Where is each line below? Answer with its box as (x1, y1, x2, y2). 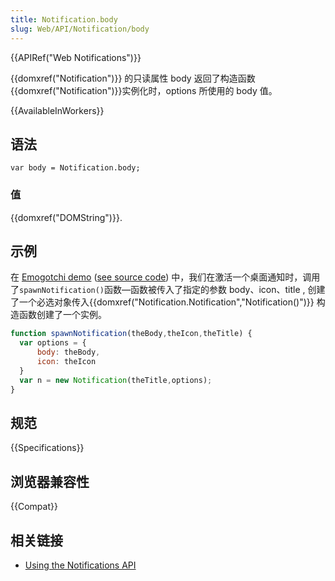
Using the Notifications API (24, 559, 137, 571)
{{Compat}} (10, 501, 58, 513)
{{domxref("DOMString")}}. (10, 211, 123, 223)
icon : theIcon (36, 357, 97, 367)
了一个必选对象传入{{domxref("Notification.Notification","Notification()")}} (10, 296, 315, 308)
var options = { (19, 338, 87, 348)
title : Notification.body (10, 14, 118, 25)
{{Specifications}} (10, 442, 85, 454)
